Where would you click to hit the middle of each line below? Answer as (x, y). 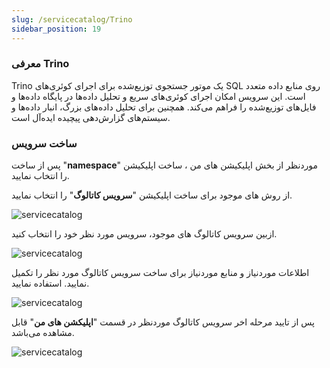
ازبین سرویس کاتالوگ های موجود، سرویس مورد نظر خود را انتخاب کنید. (144, 234)
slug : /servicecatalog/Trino (72, 19)
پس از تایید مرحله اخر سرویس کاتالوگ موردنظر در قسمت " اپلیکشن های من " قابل (163, 322)
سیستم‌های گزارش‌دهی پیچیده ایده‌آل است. (91, 117)
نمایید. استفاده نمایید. (50, 283)
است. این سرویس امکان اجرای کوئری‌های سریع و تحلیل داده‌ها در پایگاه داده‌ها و (158, 96)
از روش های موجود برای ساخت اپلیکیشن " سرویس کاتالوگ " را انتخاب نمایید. (152, 195)
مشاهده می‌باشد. (43, 333)
